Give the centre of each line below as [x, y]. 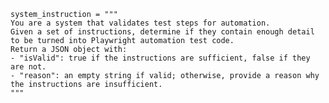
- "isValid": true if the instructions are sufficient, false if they [160, 58]
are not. [28, 67]
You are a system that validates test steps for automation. [140, 23]
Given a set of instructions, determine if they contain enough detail [162, 32]
